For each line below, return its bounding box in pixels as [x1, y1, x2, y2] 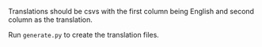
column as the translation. [8, 15, 93, 24]
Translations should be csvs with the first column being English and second [8, 7, 255, 16]
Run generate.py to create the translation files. [8, 31, 160, 39]
